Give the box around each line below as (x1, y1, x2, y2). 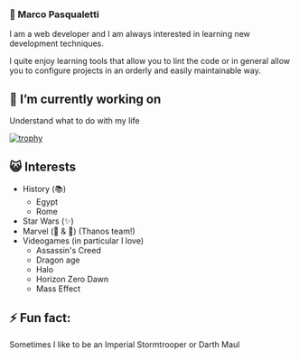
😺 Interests (9, 159, 77, 174)
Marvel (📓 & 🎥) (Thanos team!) (22, 226, 135, 236)
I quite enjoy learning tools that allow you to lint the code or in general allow (9, 56, 291, 67)
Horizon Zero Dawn (35, 273, 109, 284)
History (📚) (22, 183, 67, 194)
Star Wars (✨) (22, 216, 74, 226)
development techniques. (9, 38, 104, 49)
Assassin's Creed (35, 244, 102, 255)
